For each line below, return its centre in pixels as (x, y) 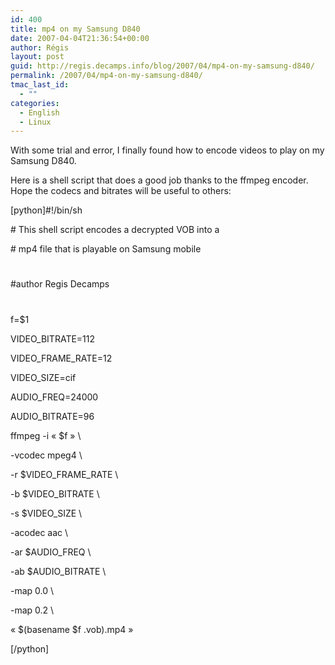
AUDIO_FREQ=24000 (54, 397)
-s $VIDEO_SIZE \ (46, 513)
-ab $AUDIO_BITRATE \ (58, 571)
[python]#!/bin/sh (46, 210)
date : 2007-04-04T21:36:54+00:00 (80, 38)
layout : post (37, 57)
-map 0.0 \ (32, 590)
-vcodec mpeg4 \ (46, 455)
